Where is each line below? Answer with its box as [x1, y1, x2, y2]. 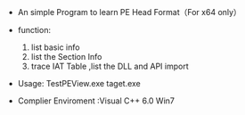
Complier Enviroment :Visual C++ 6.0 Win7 [17, 95, 176, 106]
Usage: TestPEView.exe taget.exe [17, 78, 141, 88]
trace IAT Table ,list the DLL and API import [30, 61, 189, 71]
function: [17, 25, 52, 35]
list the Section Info [30, 52, 102, 62]
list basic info [30, 42, 80, 53]
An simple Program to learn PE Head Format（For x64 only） [17, 7, 242, 17]
